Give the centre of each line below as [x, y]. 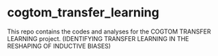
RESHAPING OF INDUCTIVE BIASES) [59, 46]
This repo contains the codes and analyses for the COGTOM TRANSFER [109, 31]
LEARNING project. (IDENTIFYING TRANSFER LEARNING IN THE [98, 38]
